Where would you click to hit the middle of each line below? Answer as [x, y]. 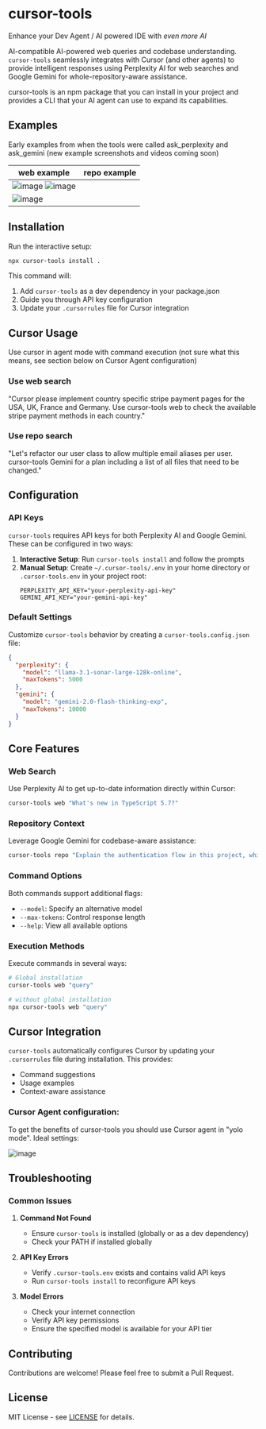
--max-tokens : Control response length [82, 917]
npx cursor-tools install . [55, 261]
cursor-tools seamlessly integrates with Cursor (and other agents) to [122, 60]
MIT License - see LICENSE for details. [71, 1417]
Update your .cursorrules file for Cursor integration [104, 308]
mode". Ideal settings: [44, 1137]
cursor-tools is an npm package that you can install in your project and [123, 91]
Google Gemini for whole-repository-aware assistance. [98, 76]
